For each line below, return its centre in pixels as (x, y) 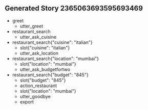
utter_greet (31, 26)
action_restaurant (38, 86)
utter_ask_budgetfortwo (45, 69)
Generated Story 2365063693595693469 (74, 8)
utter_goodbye (35, 96)
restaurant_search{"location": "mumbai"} (56, 59)
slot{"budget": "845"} (43, 80)
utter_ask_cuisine (38, 37)
